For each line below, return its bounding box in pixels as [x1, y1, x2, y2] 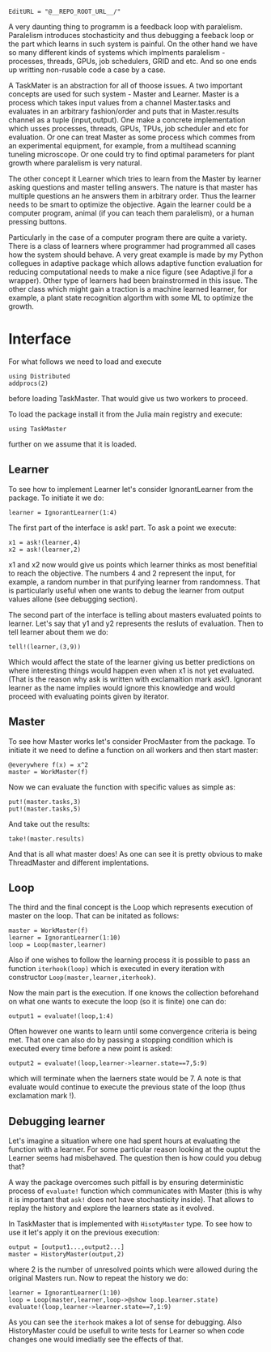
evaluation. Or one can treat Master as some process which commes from [8, 132, 256, 142]
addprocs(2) [8, 379, 49, 387]
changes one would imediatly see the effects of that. [8, 1334, 184, 1345]
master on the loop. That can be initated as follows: [8, 911, 180, 921]
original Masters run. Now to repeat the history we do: [8, 1273, 188, 1283]
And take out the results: [8, 819, 91, 828]
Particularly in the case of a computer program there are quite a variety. [8, 233, 248, 242]
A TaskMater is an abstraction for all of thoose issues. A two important [8, 81, 243, 90]
